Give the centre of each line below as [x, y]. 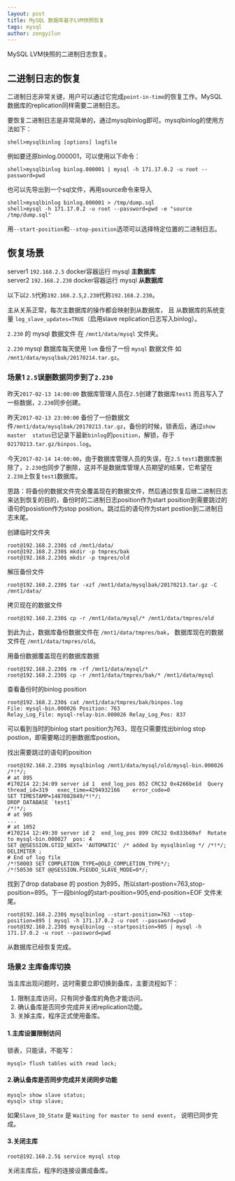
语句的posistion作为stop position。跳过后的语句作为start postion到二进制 [112, 508]
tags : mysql [24, 27]
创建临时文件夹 [29, 532]
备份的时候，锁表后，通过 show [172, 426]
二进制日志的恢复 [44, 78]
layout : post [26, 14]
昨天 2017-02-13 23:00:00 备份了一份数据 [65, 417]
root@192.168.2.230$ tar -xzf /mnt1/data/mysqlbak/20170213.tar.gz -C [112, 585]
